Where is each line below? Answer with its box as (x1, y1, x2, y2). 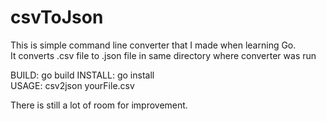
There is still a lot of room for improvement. (10, 99, 188, 111)
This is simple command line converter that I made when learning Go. (10, 39, 297, 51)
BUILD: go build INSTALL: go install (10, 69, 155, 81)
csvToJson (10, 6, 104, 29)
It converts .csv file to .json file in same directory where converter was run (10, 49, 317, 61)
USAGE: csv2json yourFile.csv (10, 79, 135, 91)
